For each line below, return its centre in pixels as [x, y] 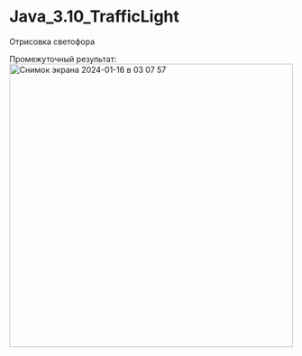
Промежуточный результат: [63, 59]
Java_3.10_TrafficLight [95, 17]
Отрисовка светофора [52, 41]
